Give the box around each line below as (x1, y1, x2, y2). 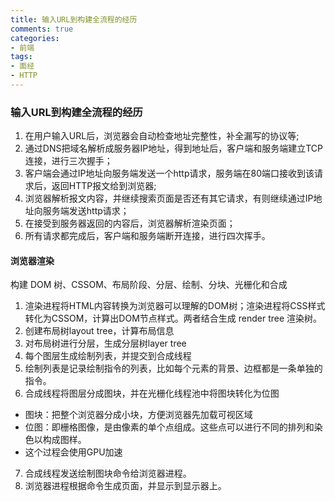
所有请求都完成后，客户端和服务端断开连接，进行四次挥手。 (24, 230, 271, 242)
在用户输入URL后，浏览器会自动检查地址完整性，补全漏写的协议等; (24, 130, 300, 142)
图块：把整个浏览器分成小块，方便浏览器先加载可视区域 (24, 409, 253, 421)
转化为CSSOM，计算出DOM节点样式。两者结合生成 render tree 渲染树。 (24, 312, 323, 325)
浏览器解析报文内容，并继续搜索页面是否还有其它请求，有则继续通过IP (24, 192, 314, 205)
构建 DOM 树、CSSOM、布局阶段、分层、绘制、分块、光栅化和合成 (10, 279, 288, 291)
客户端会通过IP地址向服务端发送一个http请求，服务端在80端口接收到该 (24, 167, 315, 180)
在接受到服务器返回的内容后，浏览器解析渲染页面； (24, 217, 236, 230)
